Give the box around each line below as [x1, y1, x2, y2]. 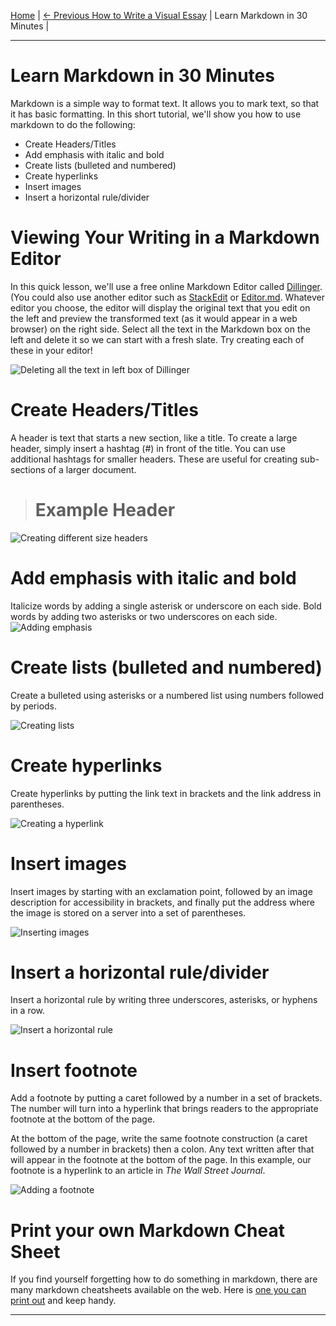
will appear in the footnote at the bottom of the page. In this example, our [10, 1154, 312, 1166]
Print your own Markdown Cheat [10, 1219, 285, 1242]
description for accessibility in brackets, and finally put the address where [10, 896, 316, 908]
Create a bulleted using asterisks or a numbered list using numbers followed [10, 689, 324, 701]
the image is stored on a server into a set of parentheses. [10, 906, 247, 919]
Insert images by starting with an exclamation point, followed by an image [10, 885, 313, 897]
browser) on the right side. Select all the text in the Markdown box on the [10, 323, 311, 335]
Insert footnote [10, 1059, 138, 1082]
